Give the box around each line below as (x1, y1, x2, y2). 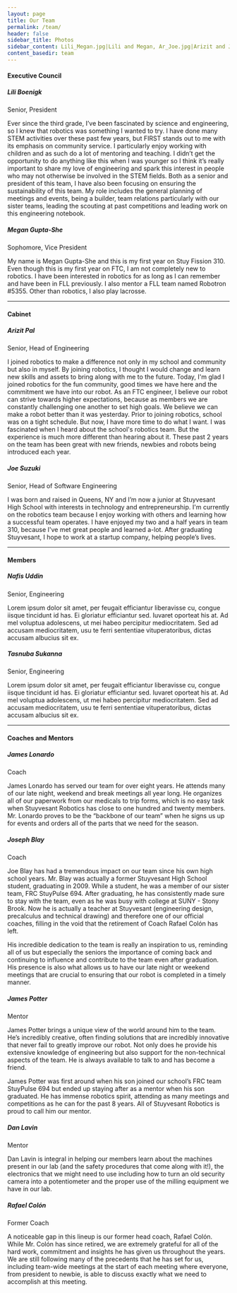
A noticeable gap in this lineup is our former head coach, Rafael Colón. (7, 1232, 213, 1241)
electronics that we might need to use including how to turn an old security (7, 1169, 225, 1178)
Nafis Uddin (7, 572, 44, 580)
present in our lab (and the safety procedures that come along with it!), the (7, 1162, 224, 1170)
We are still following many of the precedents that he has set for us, (7, 1255, 204, 1263)
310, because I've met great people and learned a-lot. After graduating (7, 525, 213, 533)
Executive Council (7, 71, 62, 80)
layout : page (7, 10, 46, 18)
